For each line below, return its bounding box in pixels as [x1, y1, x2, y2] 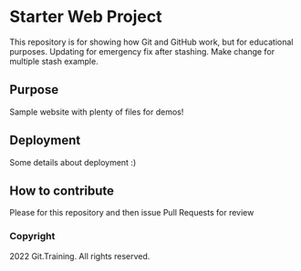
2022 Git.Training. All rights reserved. [9, 250, 150, 261]
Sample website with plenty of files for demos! [9, 106, 184, 117]
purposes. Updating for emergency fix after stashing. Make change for [9, 45, 275, 56]
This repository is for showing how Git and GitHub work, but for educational [9, 36, 294, 47]
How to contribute [9, 183, 115, 198]
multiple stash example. [9, 55, 99, 66]
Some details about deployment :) [9, 156, 137, 167]
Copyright [9, 230, 56, 243]
